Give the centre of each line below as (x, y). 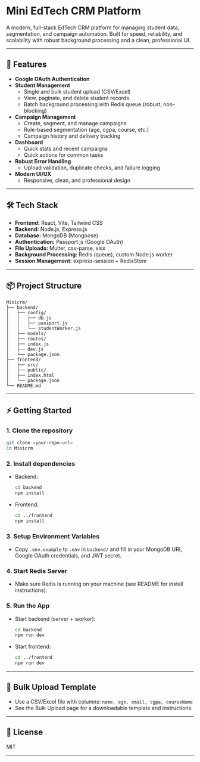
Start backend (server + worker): (55, 619)
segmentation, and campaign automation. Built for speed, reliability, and (94, 33)
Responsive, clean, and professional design (77, 180)
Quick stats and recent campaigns (66, 148)
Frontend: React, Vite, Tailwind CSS (59, 222)
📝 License (25, 732)
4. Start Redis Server (37, 571)
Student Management (42, 85)
